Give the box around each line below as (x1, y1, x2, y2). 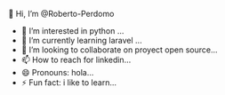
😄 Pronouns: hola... (20, 67, 94, 77)
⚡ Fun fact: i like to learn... (20, 77, 117, 88)
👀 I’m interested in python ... (20, 26, 125, 36)
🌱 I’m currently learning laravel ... (20, 36, 143, 45)
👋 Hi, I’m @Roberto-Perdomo (8, 9, 115, 19)
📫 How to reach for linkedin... (20, 54, 132, 65)
